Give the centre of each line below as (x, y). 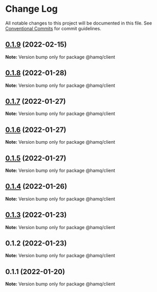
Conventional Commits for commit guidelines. (53, 28)
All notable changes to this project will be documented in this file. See (79, 23)
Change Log (31, 9)
